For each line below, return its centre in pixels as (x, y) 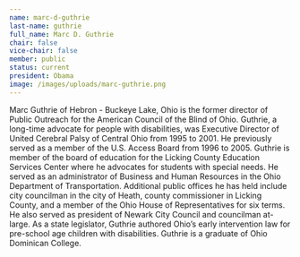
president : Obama (42, 76)
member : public (38, 59)
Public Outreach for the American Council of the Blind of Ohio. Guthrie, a (143, 119)
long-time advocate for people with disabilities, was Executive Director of (144, 128)
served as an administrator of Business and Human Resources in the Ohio (145, 176)
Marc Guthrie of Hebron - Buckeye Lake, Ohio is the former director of (139, 109)
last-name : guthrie (46, 26)
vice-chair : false (43, 51)
